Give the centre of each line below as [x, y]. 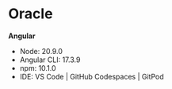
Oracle [31, 14]
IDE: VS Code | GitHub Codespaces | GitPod [92, 76]
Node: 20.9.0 [41, 51]
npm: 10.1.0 [38, 68]
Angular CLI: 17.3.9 [50, 60]
